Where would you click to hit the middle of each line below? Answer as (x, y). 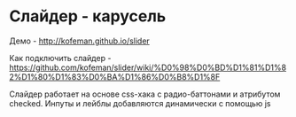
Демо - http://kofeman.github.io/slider (80, 41)
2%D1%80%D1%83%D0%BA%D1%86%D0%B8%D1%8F (115, 76)
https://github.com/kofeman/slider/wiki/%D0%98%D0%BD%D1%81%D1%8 (148, 67)
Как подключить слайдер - (60, 58)
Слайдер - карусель (88, 16)
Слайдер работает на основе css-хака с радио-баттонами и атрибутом (145, 94)
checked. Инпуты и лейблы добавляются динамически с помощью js (140, 103)
